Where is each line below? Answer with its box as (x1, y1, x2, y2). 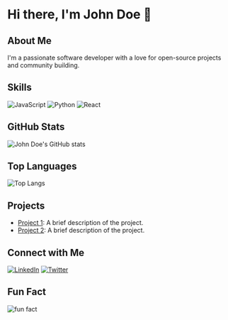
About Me (7, 35, 52, 47)
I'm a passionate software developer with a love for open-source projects (7, 53, 222, 62)
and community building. (7, 61, 80, 70)
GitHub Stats (7, 121, 65, 133)
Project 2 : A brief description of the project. (17, 226, 145, 235)
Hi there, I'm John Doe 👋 (7, 6, 152, 23)
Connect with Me (7, 246, 85, 258)
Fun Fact (7, 286, 46, 298)
